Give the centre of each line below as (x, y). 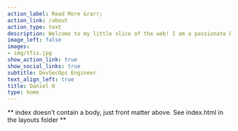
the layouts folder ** (37, 120)
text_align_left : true (41, 79)
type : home (23, 92)
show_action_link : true (42, 60)
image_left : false (34, 40)
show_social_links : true (44, 66)
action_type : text (34, 27)
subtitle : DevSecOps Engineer (52, 73)
